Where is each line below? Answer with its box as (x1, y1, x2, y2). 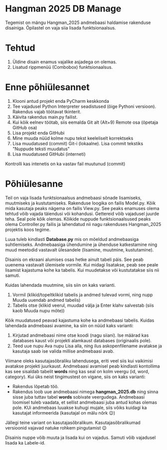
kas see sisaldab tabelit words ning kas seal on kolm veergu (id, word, (5, 368, 150, 374)
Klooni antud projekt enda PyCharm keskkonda (12, 98, 109, 104)
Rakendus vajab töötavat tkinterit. (12, 108, 81, 115)
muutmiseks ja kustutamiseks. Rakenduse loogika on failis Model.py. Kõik (5, 200, 156, 206)
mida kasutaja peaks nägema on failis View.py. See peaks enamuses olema (5, 205, 160, 211)
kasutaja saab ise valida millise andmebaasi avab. (12, 348, 115, 354)
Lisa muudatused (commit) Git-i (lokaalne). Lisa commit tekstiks (12, 140, 144, 146)
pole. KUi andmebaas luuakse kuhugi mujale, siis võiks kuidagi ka (12, 405, 147, 411)
